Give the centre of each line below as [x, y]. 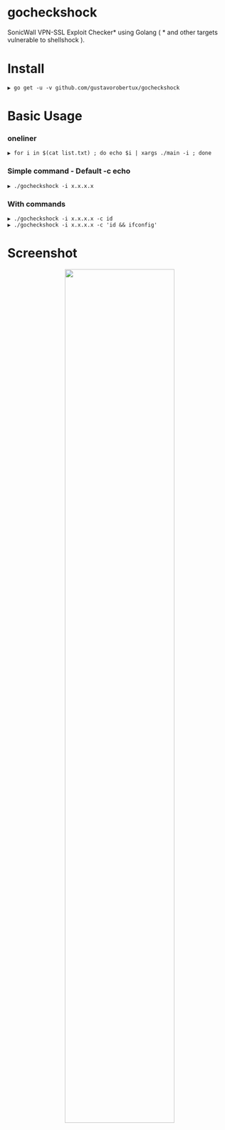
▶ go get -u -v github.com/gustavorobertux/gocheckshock [94, 88]
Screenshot [42, 253]
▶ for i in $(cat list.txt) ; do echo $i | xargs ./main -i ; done [110, 153]
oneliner [22, 138]
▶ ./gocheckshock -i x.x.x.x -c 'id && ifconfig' [83, 225]
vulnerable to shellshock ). [46, 39]
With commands [37, 204]
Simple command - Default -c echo [69, 171]
